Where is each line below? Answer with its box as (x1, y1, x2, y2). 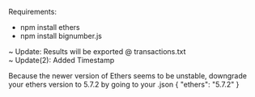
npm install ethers (19, 23, 80, 32)
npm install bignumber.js (19, 32, 103, 40)
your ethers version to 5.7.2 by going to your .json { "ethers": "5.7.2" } (8, 80, 240, 89)
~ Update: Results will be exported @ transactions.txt (8, 47, 186, 56)
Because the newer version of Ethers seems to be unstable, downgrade (8, 71, 247, 80)
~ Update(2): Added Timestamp (8, 56, 115, 65)
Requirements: (8, 7, 57, 16)
